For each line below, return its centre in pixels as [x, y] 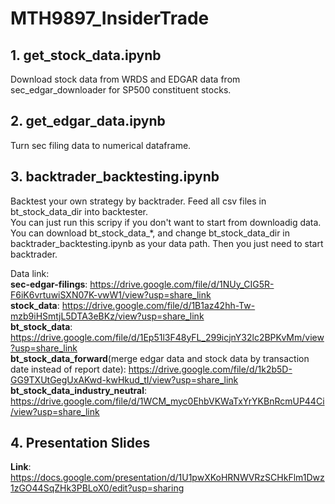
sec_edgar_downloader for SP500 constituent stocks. [121, 90]
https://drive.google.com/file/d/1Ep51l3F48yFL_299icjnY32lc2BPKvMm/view [167, 337]
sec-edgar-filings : [49, 284]
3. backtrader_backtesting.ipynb [115, 177]
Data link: [30, 273]
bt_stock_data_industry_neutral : [78, 390]
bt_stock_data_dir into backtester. [79, 211]
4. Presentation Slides [80, 443]
